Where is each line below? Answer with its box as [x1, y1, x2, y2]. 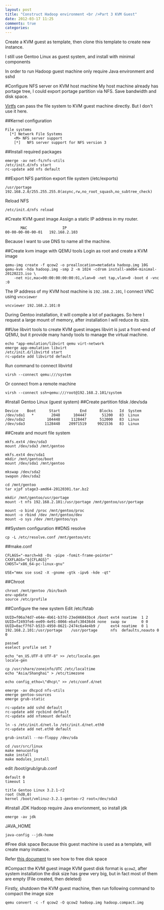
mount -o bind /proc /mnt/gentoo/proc [5, 508, 84, 513]
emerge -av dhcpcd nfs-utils [5, 688, 65, 693]
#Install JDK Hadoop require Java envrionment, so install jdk [5, 805, 128, 811]
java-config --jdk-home [5, 833, 54, 838]
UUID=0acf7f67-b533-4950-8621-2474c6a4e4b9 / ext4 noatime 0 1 [5, 624, 148, 629]
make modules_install [5, 757, 50, 762]
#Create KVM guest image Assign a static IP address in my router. [5, 216, 138, 222]
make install [5, 752, 32, 758]
